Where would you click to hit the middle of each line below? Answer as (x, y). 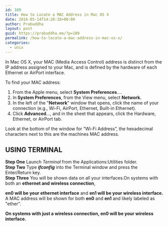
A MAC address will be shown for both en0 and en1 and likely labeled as (80, 199)
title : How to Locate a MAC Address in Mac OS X (57, 15)
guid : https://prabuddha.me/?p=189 (43, 33)
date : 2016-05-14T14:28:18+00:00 (40, 19)
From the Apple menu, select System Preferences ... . (67, 92)
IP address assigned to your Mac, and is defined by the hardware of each (81, 67)
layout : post (19, 29)
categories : (18, 43)
